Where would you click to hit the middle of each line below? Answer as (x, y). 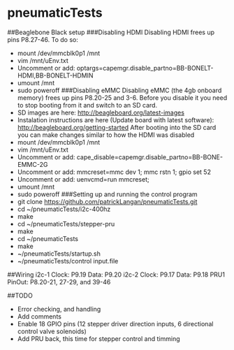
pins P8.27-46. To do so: (43, 39)
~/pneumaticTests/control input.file (68, 261)
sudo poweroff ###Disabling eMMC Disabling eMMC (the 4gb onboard (119, 90)
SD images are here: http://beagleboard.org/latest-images (101, 112)
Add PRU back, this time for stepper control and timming (98, 338)
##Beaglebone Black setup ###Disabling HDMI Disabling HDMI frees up (111, 32)
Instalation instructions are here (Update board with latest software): (116, 119)
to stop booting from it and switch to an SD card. (87, 105)
